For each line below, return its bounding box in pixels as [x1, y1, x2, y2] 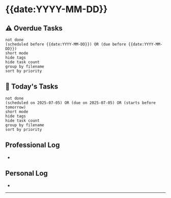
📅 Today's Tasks [5, 82, 59, 91]
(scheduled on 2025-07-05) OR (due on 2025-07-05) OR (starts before [5, 100, 156, 105]
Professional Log [5, 141, 60, 150]
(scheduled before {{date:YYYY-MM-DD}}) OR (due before [5, 42, 126, 47]
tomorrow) [5, 104, 26, 110]
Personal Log [5, 169, 48, 178]
